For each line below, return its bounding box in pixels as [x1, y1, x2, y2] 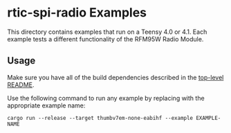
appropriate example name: [7, 101, 86, 110]
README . [7, 81, 35, 89]
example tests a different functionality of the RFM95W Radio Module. [7, 34, 204, 43]
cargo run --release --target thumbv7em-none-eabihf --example [7, 114, 194, 121]
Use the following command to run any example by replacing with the [7, 94, 205, 102]
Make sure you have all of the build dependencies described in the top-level [7, 73, 224, 81]
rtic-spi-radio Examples [7, 5, 147, 21]
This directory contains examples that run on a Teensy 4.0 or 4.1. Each [7, 28, 207, 36]
